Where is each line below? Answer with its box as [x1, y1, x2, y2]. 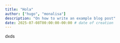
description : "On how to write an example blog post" [5, 16, 116, 21]
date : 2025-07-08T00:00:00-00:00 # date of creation [5, 20, 114, 25]
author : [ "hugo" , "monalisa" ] [5, 11, 66, 16]
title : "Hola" [5, 7, 34, 12]
